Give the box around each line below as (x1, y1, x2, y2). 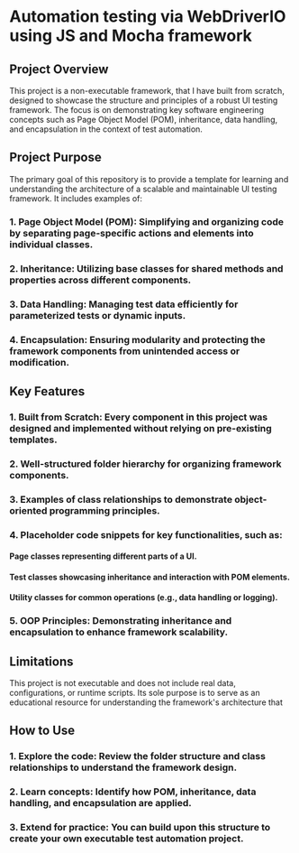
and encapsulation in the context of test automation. (9, 124, 203, 134)
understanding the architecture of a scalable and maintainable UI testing (9, 183, 277, 194)
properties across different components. (9, 274, 192, 286)
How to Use (9, 723, 76, 738)
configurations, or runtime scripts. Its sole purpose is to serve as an (9, 688, 260, 699)
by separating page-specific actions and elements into (9, 227, 254, 239)
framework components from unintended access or (9, 345, 240, 357)
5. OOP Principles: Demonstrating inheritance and (9, 615, 232, 627)
